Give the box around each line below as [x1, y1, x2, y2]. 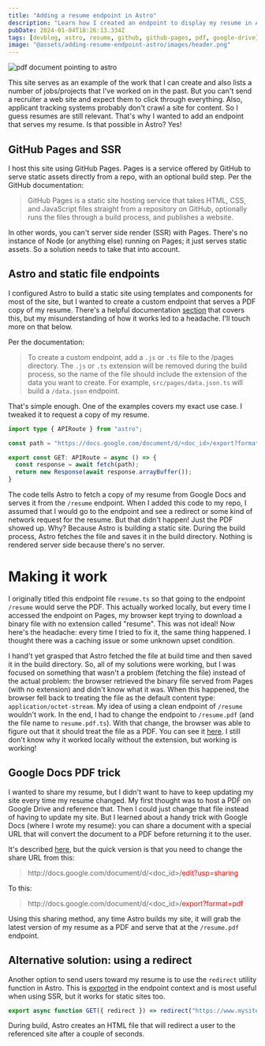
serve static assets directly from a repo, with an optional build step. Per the [8, 171, 252, 182]
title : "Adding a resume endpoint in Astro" [8, 11, 157, 20]
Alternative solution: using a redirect [8, 954, 192, 967]
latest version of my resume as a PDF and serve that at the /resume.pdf [8, 922, 239, 932]
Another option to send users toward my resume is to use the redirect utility [8, 974, 257, 984]
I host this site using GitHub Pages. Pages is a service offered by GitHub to [8, 163, 251, 173]
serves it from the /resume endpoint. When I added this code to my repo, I [8, 498, 247, 508]
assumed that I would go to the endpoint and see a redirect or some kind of [8, 507, 253, 516]
